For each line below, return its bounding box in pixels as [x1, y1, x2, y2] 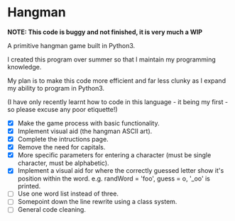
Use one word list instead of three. [17, 189, 119, 198]
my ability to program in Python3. [7, 84, 105, 92]
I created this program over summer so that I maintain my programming [7, 55, 217, 64]
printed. [17, 182, 41, 191]
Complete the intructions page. [17, 135, 109, 144]
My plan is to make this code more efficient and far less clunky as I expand [7, 76, 226, 85]
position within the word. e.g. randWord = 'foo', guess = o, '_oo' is [17, 174, 211, 183]
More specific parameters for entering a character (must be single [17, 151, 212, 159]
